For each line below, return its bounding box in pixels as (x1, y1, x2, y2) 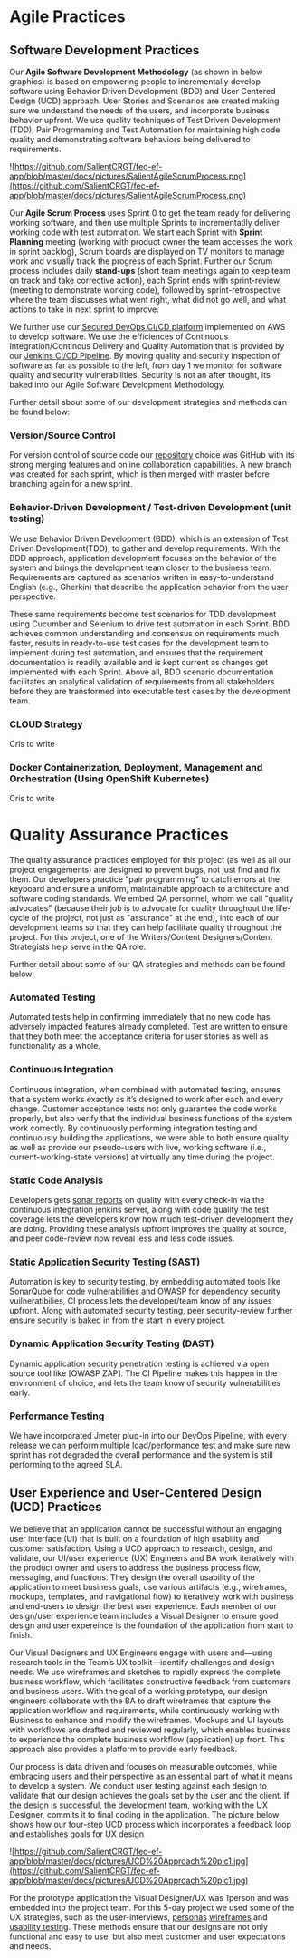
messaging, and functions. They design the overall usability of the (9, 1571, 255, 1583)
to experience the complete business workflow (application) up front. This (9, 1733, 286, 1744)
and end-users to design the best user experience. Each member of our (9, 1600, 278, 1611)
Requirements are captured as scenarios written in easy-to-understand (9, 571, 274, 582)
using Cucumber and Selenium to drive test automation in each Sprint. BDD (9, 618, 290, 629)
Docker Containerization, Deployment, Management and (9, 761, 263, 773)
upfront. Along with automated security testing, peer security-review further (9, 1305, 293, 1316)
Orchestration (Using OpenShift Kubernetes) (9, 772, 210, 785)
